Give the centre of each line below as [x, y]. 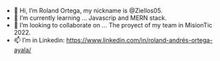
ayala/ [22, 50]
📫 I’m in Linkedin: [39, 40]
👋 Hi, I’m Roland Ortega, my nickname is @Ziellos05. [88, 11]
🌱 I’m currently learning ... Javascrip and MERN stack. [90, 18]
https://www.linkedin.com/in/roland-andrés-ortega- [140, 40]
